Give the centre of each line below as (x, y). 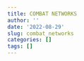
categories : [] (30, 40)
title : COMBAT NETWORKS (42, 14)
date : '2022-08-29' (36, 27)
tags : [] (20, 46)
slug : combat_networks (41, 33)
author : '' (23, 20)
